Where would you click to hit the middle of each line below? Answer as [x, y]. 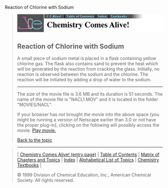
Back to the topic [34, 140]
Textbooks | [29, 165]
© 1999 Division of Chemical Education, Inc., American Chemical [84, 175]
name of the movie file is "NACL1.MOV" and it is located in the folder [88, 99]
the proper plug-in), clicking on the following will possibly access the [88, 125]
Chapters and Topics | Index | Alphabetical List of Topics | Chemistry [88, 160]
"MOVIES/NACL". [35, 105]
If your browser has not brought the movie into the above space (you [88, 114]
